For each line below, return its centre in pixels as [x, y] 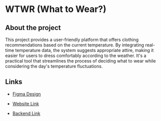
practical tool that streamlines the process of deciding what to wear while [80, 61]
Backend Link [26, 113]
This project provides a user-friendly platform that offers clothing [72, 39]
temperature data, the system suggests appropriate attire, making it [84, 50]
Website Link [26, 103]
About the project [33, 28]
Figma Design [27, 94]
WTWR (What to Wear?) [56, 9]
